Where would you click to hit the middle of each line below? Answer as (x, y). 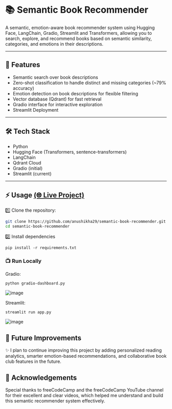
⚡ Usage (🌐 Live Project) (45, 195)
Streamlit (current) (32, 173)
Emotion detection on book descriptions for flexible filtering (75, 93)
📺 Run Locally (24, 261)
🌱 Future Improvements (44, 338)
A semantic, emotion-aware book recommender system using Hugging (80, 27)
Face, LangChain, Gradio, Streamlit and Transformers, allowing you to (79, 33)
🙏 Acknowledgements (41, 377)
